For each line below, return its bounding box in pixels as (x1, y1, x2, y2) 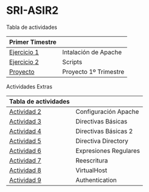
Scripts (62, 58, 83, 66)
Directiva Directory (75, 137, 129, 145)
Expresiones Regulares (75, 146, 141, 155)
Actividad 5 (9, 137, 42, 145)
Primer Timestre (9, 37, 57, 46)
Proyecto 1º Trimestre (62, 67, 124, 76)
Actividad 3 (9, 117, 42, 125)
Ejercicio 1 (9, 48, 39, 56)
